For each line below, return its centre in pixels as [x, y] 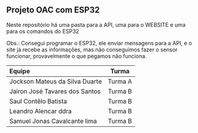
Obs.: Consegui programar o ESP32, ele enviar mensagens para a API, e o [99, 43]
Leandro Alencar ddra [41, 111]
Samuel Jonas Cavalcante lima [53, 121]
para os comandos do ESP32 [43, 31]
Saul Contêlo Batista [38, 101]
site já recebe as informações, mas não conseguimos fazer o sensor [92, 49]
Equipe [20, 71]
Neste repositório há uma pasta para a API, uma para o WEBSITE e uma [96, 24]
